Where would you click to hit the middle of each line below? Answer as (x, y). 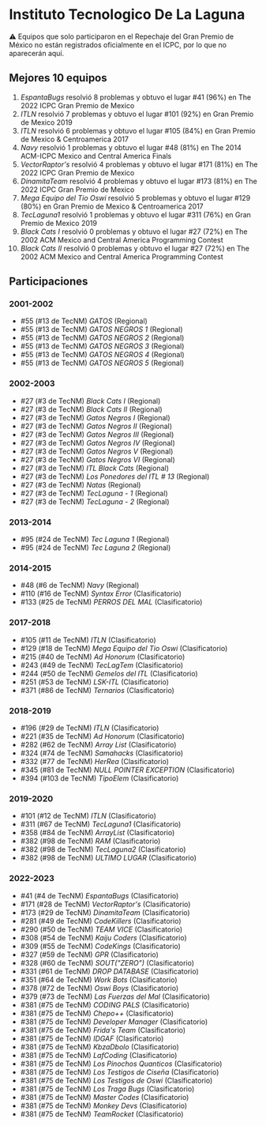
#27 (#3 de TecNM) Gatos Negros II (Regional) (96, 426)
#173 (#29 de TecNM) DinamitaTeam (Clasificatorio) (105, 912)
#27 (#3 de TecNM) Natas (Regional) (81, 484)
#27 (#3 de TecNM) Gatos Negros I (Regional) (95, 417)
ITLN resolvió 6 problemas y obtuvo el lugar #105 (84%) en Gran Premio (138, 130)
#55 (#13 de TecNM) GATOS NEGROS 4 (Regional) (102, 355)
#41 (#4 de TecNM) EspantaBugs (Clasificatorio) (99, 895)
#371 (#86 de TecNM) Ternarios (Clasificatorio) (97, 690)
